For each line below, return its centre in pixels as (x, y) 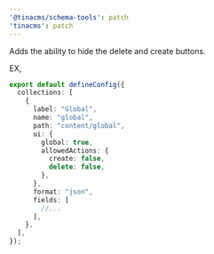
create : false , (76, 159)
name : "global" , (63, 117)
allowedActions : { (75, 151)
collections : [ (45, 93)
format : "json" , (63, 192)
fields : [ (51, 200)
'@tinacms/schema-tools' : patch (69, 17)
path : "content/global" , (79, 125)
